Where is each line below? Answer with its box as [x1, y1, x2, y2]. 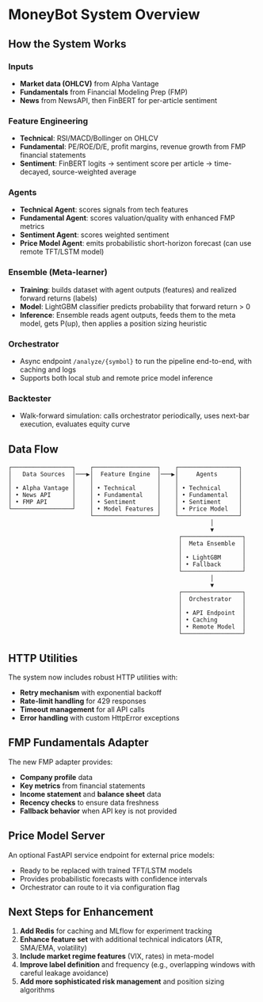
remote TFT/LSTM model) [19, 247, 105, 257]
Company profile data [19, 772, 93, 782]
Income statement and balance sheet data [19, 789, 162, 798]
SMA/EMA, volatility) [19, 943, 87, 953]
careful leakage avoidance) [19, 969, 109, 978]
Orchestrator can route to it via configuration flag [19, 882, 181, 892]
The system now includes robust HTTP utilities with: [8, 672, 178, 682]
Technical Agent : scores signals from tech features [19, 205, 189, 215]
